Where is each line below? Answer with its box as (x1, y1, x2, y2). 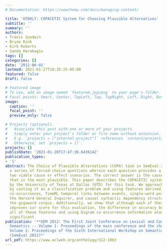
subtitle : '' (5, 21, 32, 26)
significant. (9, 214, 37, 219)
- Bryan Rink (5, 39, 32, 45)
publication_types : (5, 155, 46, 160)
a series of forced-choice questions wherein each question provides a (9, 168, 162, 173)
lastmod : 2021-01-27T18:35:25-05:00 (5, 67, 81, 72)
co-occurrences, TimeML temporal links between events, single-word (9, 191, 155, 196)
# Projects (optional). (5, 122, 55, 127)
